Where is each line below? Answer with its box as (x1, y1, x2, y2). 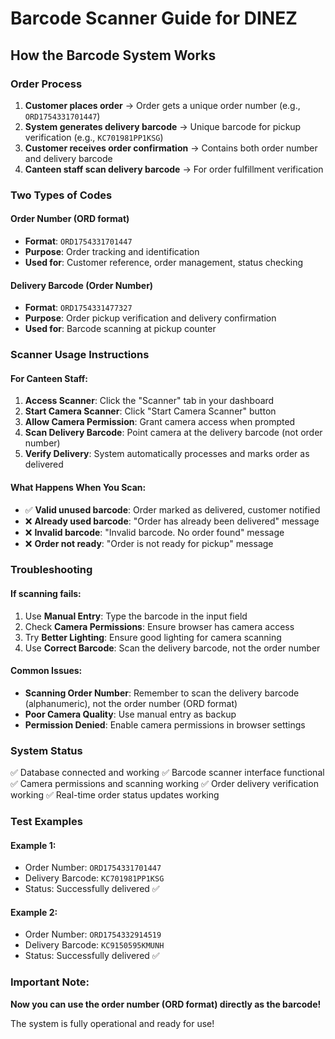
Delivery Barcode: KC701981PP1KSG (24, 872, 165, 884)
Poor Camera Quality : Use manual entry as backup (24, 708, 237, 720)
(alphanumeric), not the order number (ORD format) (24, 697, 238, 709)
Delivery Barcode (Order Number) (10, 279, 154, 291)
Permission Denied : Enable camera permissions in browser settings (24, 718, 306, 731)
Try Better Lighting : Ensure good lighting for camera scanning (24, 631, 282, 643)
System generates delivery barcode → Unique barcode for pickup (24, 120, 302, 132)
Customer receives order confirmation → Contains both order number (24, 142, 318, 154)
